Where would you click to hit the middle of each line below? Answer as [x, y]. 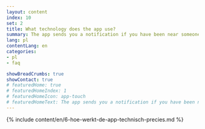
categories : [21, 52]
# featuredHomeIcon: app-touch [46, 97]
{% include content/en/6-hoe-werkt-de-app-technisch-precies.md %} [95, 119]
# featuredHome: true [34, 85]
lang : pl [17, 40]
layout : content [27, 12]
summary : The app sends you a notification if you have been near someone [103, 35]
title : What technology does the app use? [61, 29]
